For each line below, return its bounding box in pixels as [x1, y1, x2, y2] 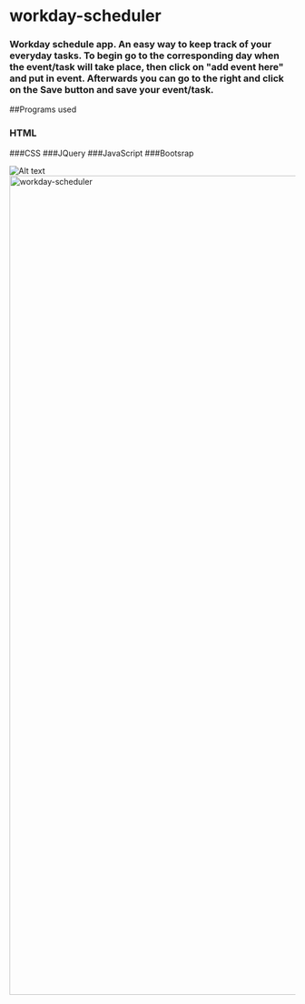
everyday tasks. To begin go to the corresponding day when [9, 49, 280, 62]
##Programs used [9, 104, 77, 115]
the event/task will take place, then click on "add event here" [9, 61, 284, 74]
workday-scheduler [9, 5, 162, 26]
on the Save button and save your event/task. [9, 84, 214, 96]
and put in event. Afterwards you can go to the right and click [9, 72, 284, 85]
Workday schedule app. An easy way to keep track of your [9, 38, 272, 51]
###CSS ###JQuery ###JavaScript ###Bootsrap [9, 147, 194, 158]
